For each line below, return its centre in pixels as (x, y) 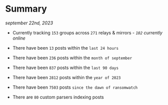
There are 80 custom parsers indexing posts (58, 97)
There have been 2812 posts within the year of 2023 (67, 77)
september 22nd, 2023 (29, 23)
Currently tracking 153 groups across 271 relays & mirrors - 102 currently (88, 32)
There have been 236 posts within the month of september (72, 58)
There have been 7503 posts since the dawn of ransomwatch (75, 87)
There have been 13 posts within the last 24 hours (65, 48)
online (19, 38)
